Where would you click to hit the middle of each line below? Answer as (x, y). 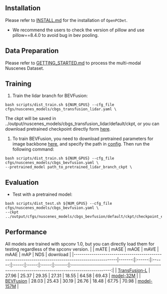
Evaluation (22, 182)
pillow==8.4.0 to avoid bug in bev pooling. (55, 35)
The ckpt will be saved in (31, 119)
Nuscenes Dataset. (25, 68)
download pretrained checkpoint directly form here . (58, 129)
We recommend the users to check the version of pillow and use (78, 30)
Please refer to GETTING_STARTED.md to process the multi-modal (73, 63)
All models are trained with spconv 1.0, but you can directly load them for (80, 244)
